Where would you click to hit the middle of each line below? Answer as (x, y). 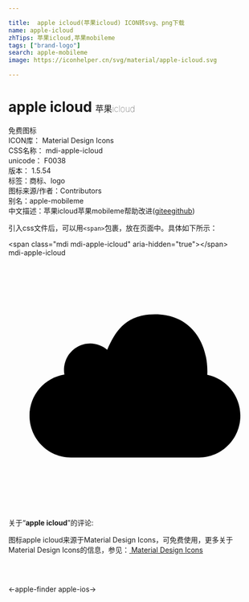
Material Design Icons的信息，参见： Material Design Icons (106, 550)
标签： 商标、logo (37, 180)
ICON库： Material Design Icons (61, 140)
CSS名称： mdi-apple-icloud (55, 150)
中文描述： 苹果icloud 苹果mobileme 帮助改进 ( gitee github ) (102, 211)
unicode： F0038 (37, 160)
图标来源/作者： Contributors (55, 191)
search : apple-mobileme (48, 53)
